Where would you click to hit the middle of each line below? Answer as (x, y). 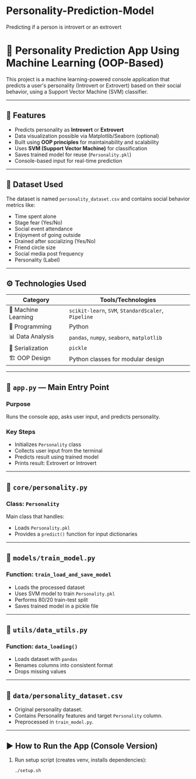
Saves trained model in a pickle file (56, 606)
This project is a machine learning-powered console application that (88, 79)
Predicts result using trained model (57, 457)
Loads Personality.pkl (42, 528)
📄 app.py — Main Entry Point (58, 387)
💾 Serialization (29, 348)
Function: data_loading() (42, 646)
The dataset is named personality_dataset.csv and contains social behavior (98, 199)
